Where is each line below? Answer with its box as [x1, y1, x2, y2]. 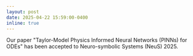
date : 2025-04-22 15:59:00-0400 [6, 14, 88, 20]
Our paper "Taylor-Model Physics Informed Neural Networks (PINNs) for [6, 37, 188, 44]
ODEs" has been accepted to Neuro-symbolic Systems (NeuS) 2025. [6, 43, 178, 50]
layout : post [6, 8, 39, 15]
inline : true [6, 20, 39, 26]
